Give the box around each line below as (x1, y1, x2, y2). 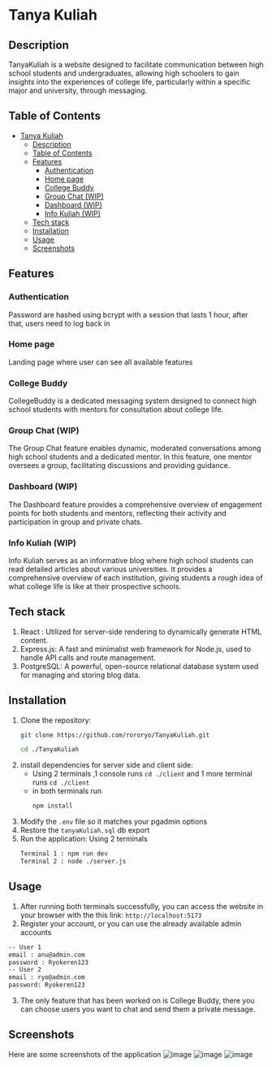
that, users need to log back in (8, 318, 110, 328)
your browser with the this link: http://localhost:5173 (19, 910, 202, 920)
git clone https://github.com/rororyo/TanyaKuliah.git (19, 731, 210, 739)
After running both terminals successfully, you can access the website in (19, 901, 264, 911)
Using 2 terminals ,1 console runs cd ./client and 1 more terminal (32, 769, 253, 779)
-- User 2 (8, 966, 42, 974)
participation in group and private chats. (8, 517, 143, 527)
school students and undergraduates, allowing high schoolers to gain (8, 68, 240, 78)
